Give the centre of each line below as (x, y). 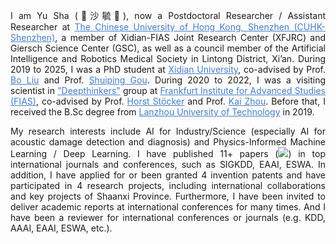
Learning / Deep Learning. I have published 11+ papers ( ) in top (168, 153)
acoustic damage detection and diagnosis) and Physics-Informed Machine (168, 142)
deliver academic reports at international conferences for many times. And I (168, 207)
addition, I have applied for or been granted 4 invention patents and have (168, 175)
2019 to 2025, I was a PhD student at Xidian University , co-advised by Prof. (168, 69)
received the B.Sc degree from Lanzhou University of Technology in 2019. (162, 112)
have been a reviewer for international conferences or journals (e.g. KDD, (168, 217)
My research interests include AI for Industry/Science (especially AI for (168, 131)
